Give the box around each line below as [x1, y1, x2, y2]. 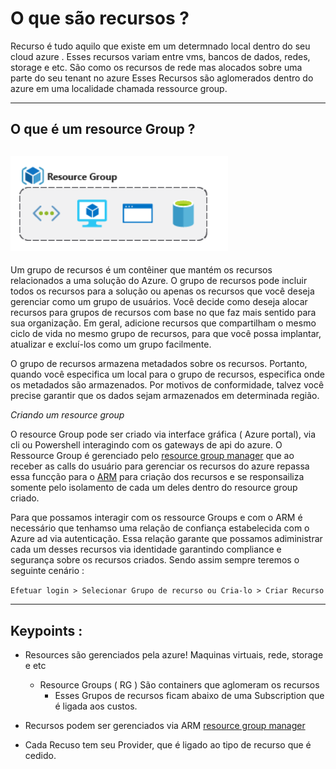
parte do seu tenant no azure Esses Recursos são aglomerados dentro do [10, 72, 314, 84]
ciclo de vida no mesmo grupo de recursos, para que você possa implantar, [10, 328, 322, 340]
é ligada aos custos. [54, 700, 138, 712]
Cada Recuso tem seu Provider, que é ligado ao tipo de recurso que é [24, 738, 312, 751]
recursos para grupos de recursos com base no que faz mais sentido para [10, 307, 317, 319]
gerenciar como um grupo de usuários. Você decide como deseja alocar [10, 296, 308, 308]
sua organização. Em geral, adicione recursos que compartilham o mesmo [10, 317, 317, 329]
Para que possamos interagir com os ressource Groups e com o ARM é [10, 512, 303, 524]
